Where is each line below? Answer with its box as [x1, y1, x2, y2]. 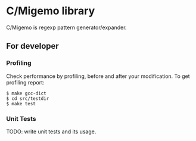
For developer [6, 41, 60, 51]
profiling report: [6, 79, 45, 86]
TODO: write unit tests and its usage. [6, 128, 97, 135]
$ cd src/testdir [6, 95, 49, 102]
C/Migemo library [6, 4, 95, 18]
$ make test [6, 101, 36, 106]
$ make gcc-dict [6, 90, 46, 96]
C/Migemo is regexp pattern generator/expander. [6, 24, 127, 31]
